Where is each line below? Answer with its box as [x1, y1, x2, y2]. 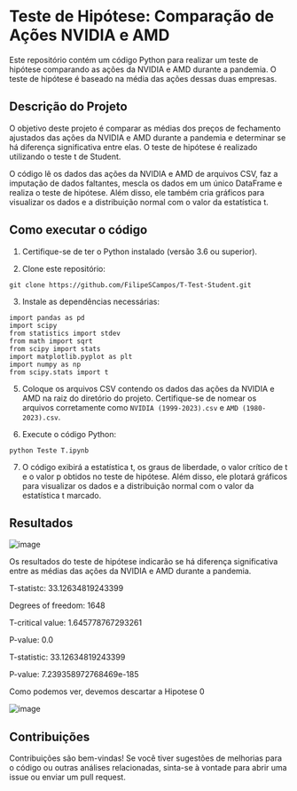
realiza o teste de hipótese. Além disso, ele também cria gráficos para [9, 187, 265, 197]
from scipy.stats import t [9, 367, 109, 377]
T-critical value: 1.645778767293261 [9, 618, 143, 628]
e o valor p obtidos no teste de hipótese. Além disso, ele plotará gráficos [21, 471, 288, 482]
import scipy [9, 321, 58, 330]
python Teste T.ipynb [9, 446, 90, 455]
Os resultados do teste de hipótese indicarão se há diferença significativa [9, 556, 278, 567]
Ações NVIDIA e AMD [9, 25, 170, 45]
